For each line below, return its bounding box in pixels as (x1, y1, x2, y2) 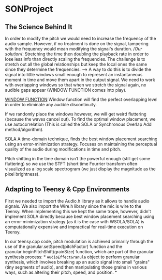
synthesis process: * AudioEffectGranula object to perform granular (5, 254, 140, 260)
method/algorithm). (5, 127, 44, 132)
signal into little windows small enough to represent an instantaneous (5, 72, 143, 77)
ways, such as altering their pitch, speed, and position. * (5, 269, 118, 275)
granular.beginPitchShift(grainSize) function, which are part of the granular (5, 248, 154, 254)
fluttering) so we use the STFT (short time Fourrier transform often (5, 161, 138, 166)
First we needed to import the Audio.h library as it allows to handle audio (5, 198, 150, 204)
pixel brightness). (5, 171, 40, 177)
